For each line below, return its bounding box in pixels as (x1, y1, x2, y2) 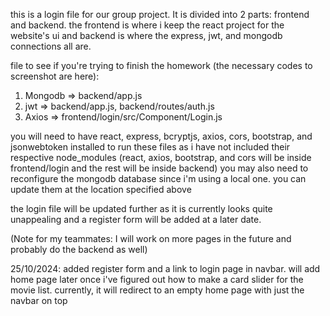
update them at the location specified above (10, 184, 192, 195)
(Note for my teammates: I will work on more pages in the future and (10, 233, 292, 244)
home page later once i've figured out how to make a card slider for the (10, 274, 304, 285)
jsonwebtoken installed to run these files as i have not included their (10, 141, 291, 153)
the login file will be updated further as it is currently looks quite (10, 203, 273, 214)
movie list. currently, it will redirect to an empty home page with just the (10, 284, 305, 296)
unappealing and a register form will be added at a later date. (10, 214, 262, 225)
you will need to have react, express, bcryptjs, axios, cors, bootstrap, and (10, 130, 313, 142)
